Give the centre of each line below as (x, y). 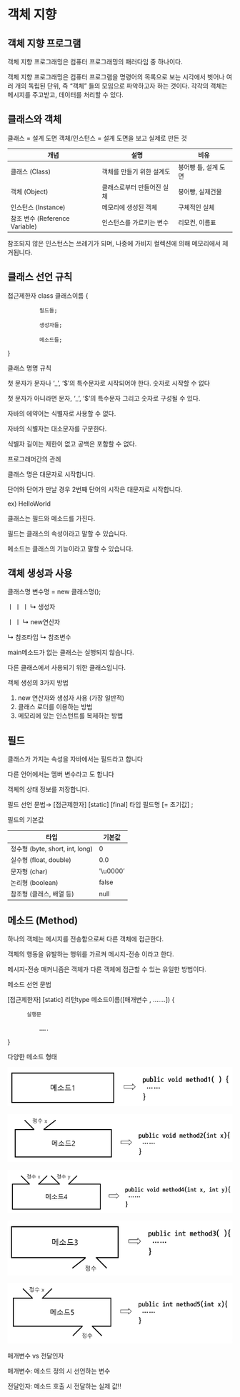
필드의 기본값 (26, 820)
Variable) (24, 226)
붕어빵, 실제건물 (200, 191)
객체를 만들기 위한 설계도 (136, 171)
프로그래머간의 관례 (34, 459)
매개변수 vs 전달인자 (36, 1356)
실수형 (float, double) (41, 860)
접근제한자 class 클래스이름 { (48, 295)
